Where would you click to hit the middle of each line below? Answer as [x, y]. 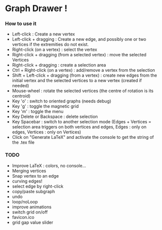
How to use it [21, 24]
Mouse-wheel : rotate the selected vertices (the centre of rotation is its [83, 91]
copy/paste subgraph [33, 191]
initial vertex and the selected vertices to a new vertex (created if [77, 81]
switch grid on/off [30, 212]
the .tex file [23, 142]
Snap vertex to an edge [35, 176]
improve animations [32, 207]
